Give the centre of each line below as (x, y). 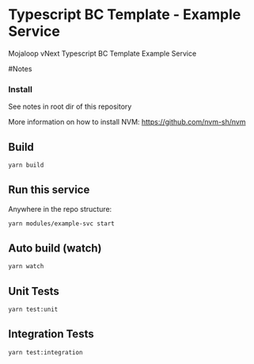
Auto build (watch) (55, 248)
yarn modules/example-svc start (61, 224)
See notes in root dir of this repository (70, 107)
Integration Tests (51, 334)
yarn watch (26, 266)
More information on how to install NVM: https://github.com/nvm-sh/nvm (127, 122)
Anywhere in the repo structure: (60, 209)
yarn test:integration (45, 352)
